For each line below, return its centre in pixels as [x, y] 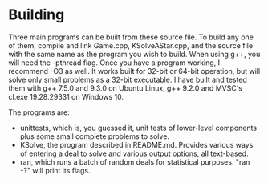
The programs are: [39, 112]
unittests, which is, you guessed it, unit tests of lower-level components [138, 128]
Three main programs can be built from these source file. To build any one [131, 37]
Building [37, 15]
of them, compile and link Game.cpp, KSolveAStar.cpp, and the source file [131, 45]
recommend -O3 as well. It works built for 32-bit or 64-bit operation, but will [134, 71]
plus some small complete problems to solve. [95, 136]
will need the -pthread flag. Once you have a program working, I [114, 63]
